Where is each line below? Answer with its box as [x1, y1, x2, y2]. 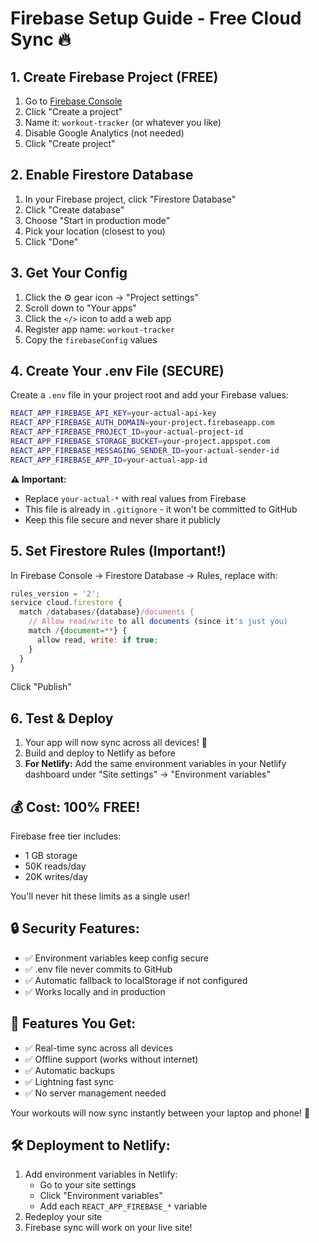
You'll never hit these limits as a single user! [10, 890, 191, 902]
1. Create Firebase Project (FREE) [10, 68, 219, 86]
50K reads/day [24, 860, 87, 872]
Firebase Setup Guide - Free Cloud [10, 7, 302, 30]
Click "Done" [24, 235, 79, 247]
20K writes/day [24, 871, 88, 882]
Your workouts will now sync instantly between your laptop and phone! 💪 [10, 1107, 311, 1119]
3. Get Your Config [10, 265, 128, 282]
